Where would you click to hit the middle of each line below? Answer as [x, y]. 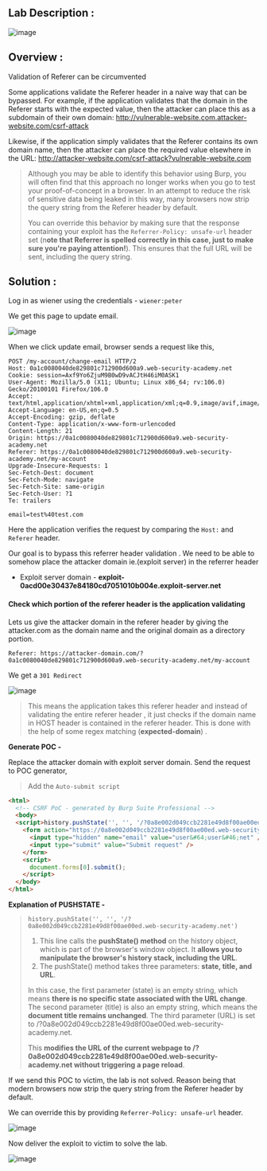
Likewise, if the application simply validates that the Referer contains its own [133, 141]
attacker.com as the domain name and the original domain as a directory [127, 630]
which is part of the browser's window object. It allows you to [141, 950]
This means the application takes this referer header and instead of [137, 706]
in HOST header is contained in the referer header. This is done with [139, 723]
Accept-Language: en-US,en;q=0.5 [64, 410]
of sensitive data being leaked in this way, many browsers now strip [138, 199]
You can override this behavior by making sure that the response [133, 223]
